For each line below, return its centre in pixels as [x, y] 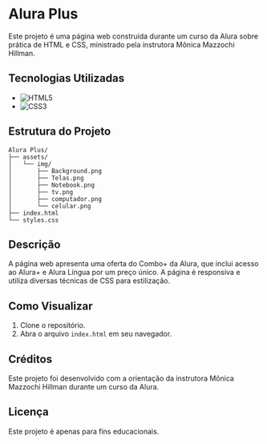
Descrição [34, 244]
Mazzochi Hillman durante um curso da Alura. [84, 387]
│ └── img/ [30, 164]
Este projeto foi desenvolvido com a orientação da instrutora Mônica [121, 378]
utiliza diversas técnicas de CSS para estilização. [89, 281]
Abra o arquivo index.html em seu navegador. [96, 334]
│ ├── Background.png [55, 171]
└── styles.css [34, 220]
